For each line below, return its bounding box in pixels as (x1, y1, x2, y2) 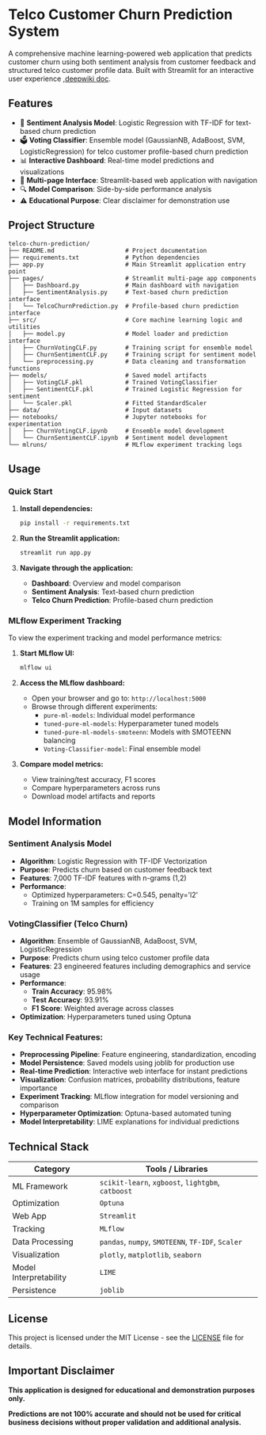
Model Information (8, 815, 102, 828)
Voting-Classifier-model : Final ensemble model (43, 744, 201, 754)
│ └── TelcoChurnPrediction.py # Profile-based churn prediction (8, 302, 239, 310)
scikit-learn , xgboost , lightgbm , (99, 1177, 220, 1188)
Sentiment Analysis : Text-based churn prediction (31, 587, 195, 596)
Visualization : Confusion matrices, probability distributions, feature (19, 1075, 240, 1085)
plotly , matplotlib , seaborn (99, 1250, 202, 1261)
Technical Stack (8, 1139, 89, 1154)
